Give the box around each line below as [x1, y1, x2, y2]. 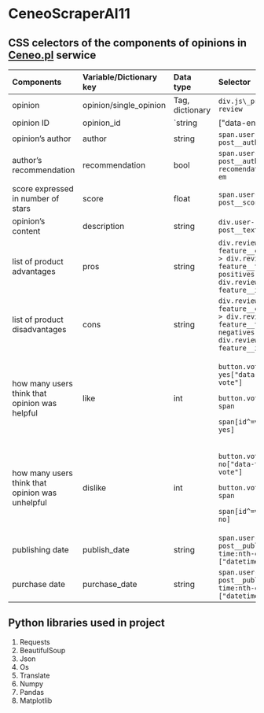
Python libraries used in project [8, 616, 165, 630]
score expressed [12, 183, 75, 194]
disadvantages [12, 324, 67, 334]
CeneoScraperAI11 [8, 5, 131, 23]
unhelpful [12, 497, 47, 508]
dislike [82, 482, 107, 493]
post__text [218, 226, 259, 235]
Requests [19, 637, 50, 646]
